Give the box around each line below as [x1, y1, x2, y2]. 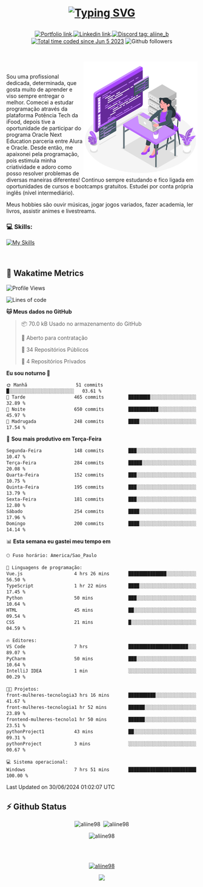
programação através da [6, 105, 68, 112]
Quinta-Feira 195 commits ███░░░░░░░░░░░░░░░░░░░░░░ [6, 484, 197, 490]
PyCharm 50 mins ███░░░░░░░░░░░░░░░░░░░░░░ [6, 656, 197, 662]
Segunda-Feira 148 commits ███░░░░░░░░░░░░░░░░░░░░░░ [6, 447, 197, 454]
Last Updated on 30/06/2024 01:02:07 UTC [6, 783, 115, 790]
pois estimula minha [6, 157, 56, 164]
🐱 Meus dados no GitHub [6, 307, 72, 315]
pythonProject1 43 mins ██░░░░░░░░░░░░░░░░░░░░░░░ [6, 728, 197, 735]
